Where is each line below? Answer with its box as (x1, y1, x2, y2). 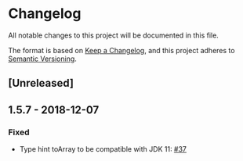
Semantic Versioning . (8, 54, 77, 63)
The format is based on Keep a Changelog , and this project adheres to (8, 45, 235, 55)
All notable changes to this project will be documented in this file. (8, 30, 219, 40)
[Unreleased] (8, 77, 74, 90)
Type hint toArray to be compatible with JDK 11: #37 (19, 145, 187, 154)
